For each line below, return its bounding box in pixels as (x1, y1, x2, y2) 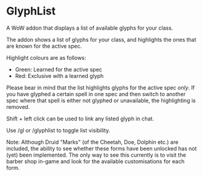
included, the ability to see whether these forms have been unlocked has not (6, 145, 197, 152)
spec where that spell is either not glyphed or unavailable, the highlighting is (6, 97, 196, 104)
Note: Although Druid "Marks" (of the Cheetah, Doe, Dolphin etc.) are (6, 138, 179, 146)
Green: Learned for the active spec (14, 65, 103, 73)
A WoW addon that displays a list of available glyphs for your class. (6, 24, 173, 31)
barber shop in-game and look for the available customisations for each (6, 157, 185, 165)
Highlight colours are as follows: (6, 54, 86, 61)
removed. (6, 103, 30, 110)
